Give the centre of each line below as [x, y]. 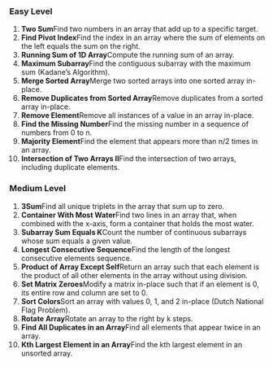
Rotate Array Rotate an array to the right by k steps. [107, 318]
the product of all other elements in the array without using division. [134, 275]
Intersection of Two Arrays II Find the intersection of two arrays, [128, 159]
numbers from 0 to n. [56, 133]
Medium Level [38, 189]
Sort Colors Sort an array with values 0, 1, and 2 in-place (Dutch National [142, 301]
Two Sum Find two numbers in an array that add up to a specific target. [139, 29]
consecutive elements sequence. [76, 258]
